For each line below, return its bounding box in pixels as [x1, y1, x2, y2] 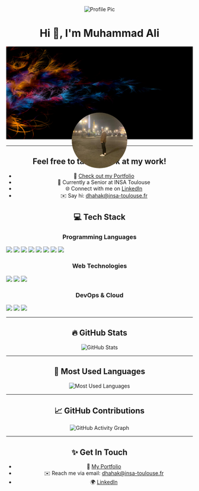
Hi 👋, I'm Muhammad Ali [39, 27, 160, 40]
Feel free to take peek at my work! [32, 157, 167, 167]
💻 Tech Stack [73, 212, 126, 222]
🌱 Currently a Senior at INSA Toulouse [57, 178, 150, 186]
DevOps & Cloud [75, 291, 124, 299]
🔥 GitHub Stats [72, 328, 127, 338]
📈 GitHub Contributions [54, 406, 145, 416]
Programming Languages [62, 233, 137, 241]
